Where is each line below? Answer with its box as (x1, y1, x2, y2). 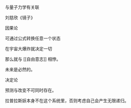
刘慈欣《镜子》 (5, 15, 35, 21)
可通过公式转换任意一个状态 (5, 36, 61, 41)
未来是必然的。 (5, 66, 35, 72)
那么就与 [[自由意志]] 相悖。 (5, 56, 61, 62)
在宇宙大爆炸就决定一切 (5, 46, 52, 51)
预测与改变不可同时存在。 (5, 87, 56, 93)
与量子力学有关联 (5, 4, 39, 10)
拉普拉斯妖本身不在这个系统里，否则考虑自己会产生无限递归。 (5, 98, 129, 104)
